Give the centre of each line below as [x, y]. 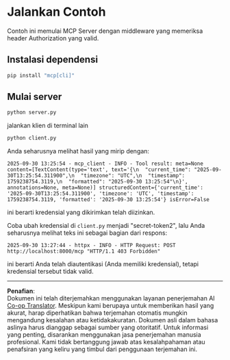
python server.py [32, 113]
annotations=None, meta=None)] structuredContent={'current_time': [105, 188]
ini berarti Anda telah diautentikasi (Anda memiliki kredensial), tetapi [103, 264]
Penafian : [21, 291]
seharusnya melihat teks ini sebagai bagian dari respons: [87, 233]
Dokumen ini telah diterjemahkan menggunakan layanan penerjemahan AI [111, 298]
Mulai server [35, 97]
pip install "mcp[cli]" [41, 75]
